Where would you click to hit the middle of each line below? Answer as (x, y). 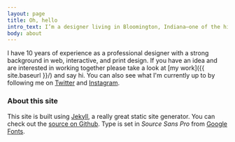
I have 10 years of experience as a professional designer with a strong (108, 53)
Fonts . (16, 131)
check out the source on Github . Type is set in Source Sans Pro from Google (117, 124)
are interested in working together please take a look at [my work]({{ (106, 68)
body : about (24, 33)
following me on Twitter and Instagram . (64, 83)
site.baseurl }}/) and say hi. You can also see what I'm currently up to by (111, 76)
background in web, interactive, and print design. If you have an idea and (113, 61)
